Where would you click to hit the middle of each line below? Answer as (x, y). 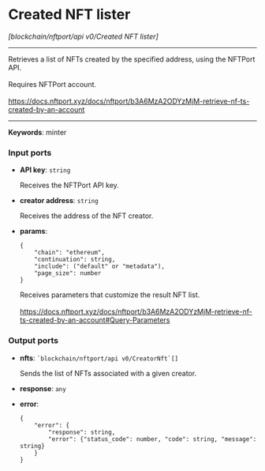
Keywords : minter (37, 132)
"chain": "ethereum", (69, 253)
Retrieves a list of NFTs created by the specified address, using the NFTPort (132, 59)
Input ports (30, 153)
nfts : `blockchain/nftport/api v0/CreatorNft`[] (99, 358)
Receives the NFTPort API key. (69, 185)
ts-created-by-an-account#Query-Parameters (95, 320)
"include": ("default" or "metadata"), (100, 266)
